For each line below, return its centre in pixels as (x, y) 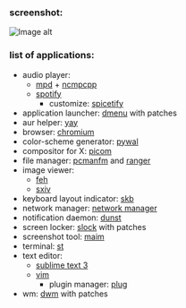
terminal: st (43, 246)
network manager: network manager (90, 208)
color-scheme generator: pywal (80, 141)
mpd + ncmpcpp (66, 84)
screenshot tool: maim (63, 236)
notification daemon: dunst (72, 218)
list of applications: (52, 56)
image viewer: (48, 170)
